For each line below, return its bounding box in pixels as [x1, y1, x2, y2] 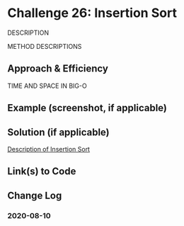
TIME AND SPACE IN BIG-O [7, 81, 87, 90]
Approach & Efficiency [7, 62, 108, 75]
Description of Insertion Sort [7, 145, 91, 153]
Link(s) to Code [7, 165, 76, 178]
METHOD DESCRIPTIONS [7, 42, 82, 50]
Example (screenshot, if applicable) [7, 102, 168, 114]
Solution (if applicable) [7, 126, 110, 138]
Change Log [7, 189, 62, 201]
